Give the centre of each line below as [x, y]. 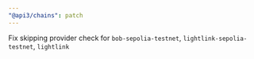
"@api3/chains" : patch [46, 15]
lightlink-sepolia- [215, 39]
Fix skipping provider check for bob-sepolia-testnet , [95, 38]
